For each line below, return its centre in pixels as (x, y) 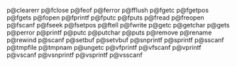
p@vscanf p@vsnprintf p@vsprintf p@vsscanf (75, 55)
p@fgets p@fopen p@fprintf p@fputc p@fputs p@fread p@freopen (106, 18)
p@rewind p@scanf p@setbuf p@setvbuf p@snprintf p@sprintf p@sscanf (115, 40)
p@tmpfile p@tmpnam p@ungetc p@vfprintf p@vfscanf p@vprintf (104, 47)
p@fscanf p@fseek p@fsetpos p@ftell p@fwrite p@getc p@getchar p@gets (118, 25)
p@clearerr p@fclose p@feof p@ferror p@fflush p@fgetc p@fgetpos (108, 10)
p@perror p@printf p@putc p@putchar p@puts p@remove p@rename (109, 32)
